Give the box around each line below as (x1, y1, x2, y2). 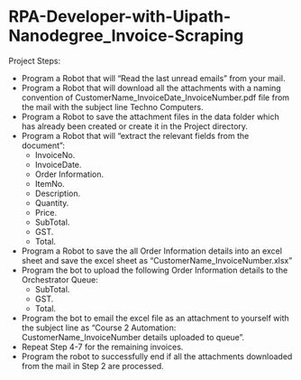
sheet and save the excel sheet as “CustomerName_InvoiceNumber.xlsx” (21, 255, 293, 265)
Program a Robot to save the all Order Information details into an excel (21, 246, 283, 256)
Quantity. (34, 197, 69, 209)
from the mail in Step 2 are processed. (21, 360, 164, 371)
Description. (34, 188, 81, 199)
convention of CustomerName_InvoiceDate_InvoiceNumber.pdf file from (21, 92, 290, 103)
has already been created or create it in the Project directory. (21, 120, 249, 132)
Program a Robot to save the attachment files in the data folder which (21, 111, 280, 122)
